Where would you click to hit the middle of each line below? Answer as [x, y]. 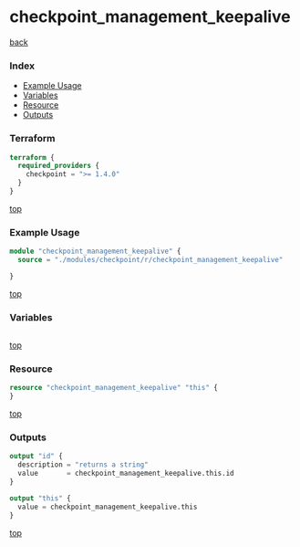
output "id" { [36, 457]
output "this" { [40, 498]
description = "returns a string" [83, 465]
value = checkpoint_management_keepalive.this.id [126, 473]
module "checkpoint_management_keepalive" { [95, 252]
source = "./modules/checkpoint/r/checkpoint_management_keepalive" [150, 260]
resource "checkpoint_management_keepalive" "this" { [114, 388]
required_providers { [59, 166]
